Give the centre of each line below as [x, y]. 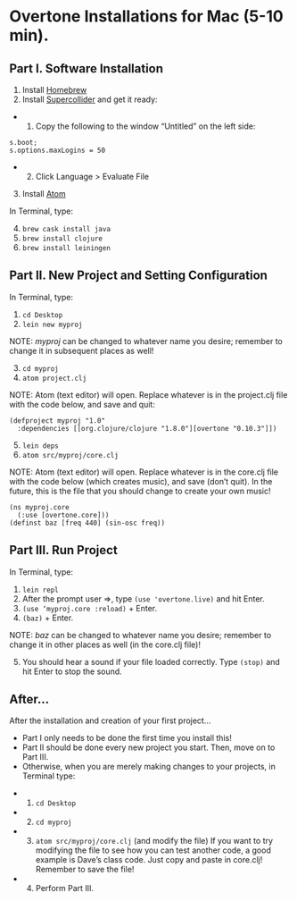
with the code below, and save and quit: [82, 404]
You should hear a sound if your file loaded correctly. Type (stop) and [151, 661]
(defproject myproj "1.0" [57, 421]
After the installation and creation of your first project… [110, 720]
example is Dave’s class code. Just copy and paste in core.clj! [149, 860]
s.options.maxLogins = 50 [57, 150]
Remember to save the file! [85, 870]
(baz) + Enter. [48, 618]
